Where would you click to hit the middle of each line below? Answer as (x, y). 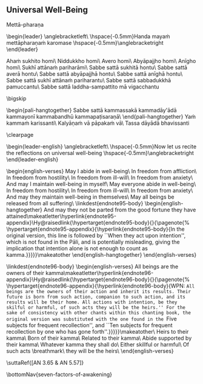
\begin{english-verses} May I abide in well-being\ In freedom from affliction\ (101, 171)
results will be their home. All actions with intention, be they (92, 302)
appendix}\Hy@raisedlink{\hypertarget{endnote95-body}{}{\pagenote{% (98, 222)
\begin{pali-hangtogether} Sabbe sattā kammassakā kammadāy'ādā (92, 110)
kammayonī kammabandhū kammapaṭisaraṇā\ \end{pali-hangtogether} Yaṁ (101, 116)
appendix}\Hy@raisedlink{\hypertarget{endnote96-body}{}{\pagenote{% (98, 279)
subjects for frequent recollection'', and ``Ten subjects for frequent (89, 325)
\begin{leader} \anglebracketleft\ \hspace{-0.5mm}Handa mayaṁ (88, 36)
